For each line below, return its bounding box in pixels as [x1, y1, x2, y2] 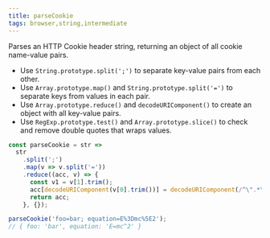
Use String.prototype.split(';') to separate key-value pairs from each [19, 65, 261, 75]
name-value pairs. [8, 50, 69, 59]
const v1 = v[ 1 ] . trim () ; [29, 178, 113, 186]
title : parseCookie [8, 11, 74, 20]
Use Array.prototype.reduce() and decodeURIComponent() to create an [19, 100, 252, 109]
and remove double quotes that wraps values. [19, 125, 172, 135]
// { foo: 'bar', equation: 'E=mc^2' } [8, 223, 142, 231]
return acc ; [29, 193, 70, 201]
